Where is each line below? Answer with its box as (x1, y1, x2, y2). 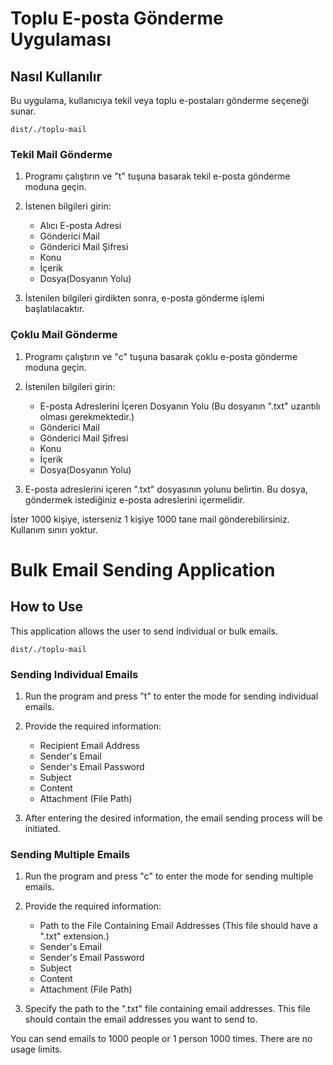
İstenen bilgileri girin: (24, 200, 112, 212)
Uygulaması (10, 28, 112, 51)
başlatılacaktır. (24, 303, 85, 315)
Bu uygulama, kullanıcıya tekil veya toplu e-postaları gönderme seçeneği (10, 95, 310, 106)
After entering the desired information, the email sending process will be (24, 812, 323, 824)
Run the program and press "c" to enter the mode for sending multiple (24, 870, 314, 882)
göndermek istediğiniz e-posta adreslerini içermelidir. (24, 493, 245, 506)
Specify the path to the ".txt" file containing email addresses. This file (24, 1003, 311, 1015)
